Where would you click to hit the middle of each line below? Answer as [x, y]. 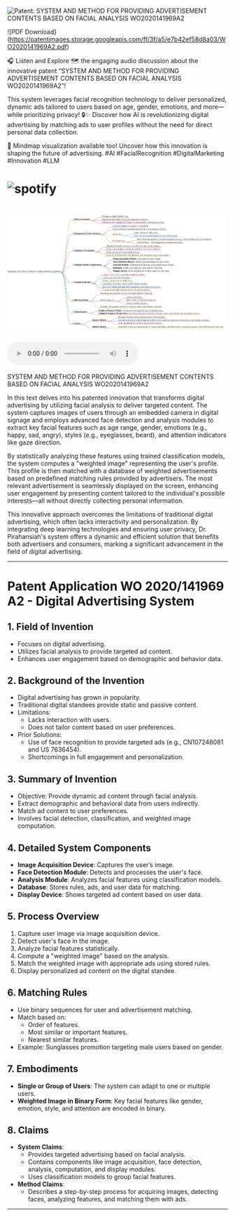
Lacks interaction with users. [69, 720]
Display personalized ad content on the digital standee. [97, 970]
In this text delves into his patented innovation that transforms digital [106, 397]
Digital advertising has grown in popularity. [79, 698]
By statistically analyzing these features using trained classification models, [116, 456]
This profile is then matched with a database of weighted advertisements [113, 470]
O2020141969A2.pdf [37, 47]
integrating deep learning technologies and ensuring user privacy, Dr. [107, 529]
